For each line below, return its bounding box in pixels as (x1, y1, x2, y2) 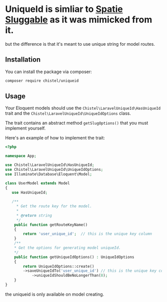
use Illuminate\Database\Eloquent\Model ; (5, 171, 92, 177)
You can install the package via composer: (5, 69, 92, 75)
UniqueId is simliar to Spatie (5, 3, 123, 15)
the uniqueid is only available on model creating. (5, 291, 104, 297)
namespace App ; (5, 153, 37, 158)
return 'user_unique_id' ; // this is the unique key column (23, 231, 153, 236)
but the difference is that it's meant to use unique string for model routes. (5, 41, 155, 47)
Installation (5, 56, 41, 64)
